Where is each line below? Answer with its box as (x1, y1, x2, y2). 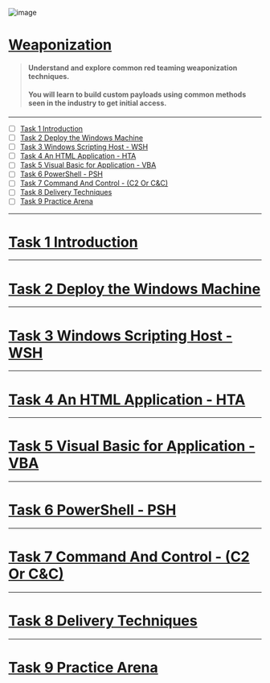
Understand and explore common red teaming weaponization (27, 63, 238, 72)
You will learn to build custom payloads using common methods (27, 89, 247, 100)
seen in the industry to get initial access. (27, 98, 167, 108)
